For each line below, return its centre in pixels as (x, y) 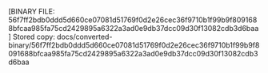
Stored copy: (34, 36)
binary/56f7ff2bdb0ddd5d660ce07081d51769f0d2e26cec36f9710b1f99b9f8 (134, 45)
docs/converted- (85, 36)
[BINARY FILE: (32, 12)
